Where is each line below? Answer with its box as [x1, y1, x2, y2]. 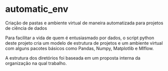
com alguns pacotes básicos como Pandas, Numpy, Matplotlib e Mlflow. [5, 45, 154, 51]
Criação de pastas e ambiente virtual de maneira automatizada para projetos [5, 20, 163, 26]
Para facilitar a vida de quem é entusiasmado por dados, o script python [5, 35, 154, 41]
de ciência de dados [5, 25, 48, 31]
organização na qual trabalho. [5, 60, 67, 66]
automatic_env [5, 3, 69, 15]
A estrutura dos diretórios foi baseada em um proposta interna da [5, 55, 140, 61]
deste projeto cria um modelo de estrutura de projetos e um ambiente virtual [5, 40, 163, 46]
